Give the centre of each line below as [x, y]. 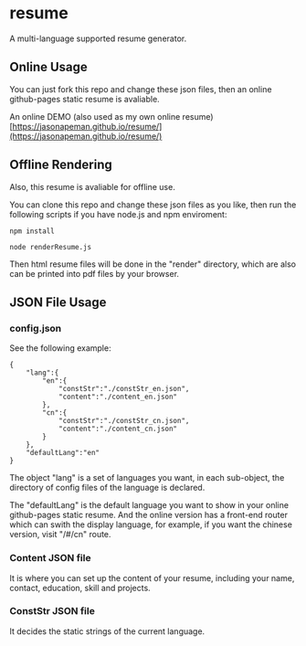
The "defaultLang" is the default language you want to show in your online [149, 505]
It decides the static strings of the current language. [107, 631]
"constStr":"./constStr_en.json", [124, 389]
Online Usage [49, 67]
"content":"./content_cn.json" [118, 429]
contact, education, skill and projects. [80, 588]
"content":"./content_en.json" [118, 397]
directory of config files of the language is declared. [107, 488]
